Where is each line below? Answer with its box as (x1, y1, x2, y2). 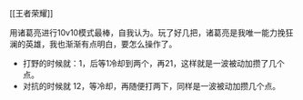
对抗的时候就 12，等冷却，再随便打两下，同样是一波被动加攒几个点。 (22, 81, 280, 91)
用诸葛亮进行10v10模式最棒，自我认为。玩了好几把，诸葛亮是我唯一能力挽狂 (9, 27, 294, 38)
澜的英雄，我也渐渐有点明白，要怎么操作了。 (9, 39, 177, 49)
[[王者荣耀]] (9, 8, 54, 18)
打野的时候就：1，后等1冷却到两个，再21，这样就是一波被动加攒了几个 (22, 58, 285, 68)
